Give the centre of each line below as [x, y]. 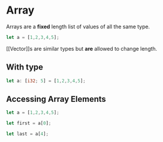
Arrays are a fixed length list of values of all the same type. [78, 27]
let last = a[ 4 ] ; [27, 134]
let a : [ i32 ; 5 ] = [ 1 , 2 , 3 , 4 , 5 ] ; [46, 81]
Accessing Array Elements [56, 99]
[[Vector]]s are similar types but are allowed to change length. [82, 48]
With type [25, 67]
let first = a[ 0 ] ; [29, 123]
